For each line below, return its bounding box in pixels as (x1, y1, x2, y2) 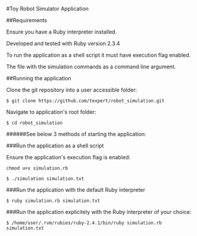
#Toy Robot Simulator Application (6, 5, 89, 12)
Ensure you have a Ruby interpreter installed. (6, 28, 117, 35)
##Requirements (6, 17, 47, 23)
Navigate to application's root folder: (6, 108, 97, 116)
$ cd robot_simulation (6, 120, 63, 126)
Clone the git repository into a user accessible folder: (6, 86, 138, 93)
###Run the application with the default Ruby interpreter (6, 186, 146, 193)
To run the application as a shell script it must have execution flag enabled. (6, 52, 191, 59)
